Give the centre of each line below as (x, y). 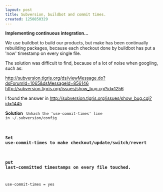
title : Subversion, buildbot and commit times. (56, 14)
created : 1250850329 (27, 19)
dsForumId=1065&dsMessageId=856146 (47, 83)
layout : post (19, 10)
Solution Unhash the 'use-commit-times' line (54, 113)
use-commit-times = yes (30, 185)
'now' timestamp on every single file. (43, 53)
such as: (14, 68)
